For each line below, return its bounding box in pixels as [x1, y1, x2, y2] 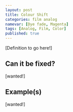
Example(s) [5, 88, 42, 96]
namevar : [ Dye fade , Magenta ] [5, 21, 69, 27]
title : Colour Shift [5, 12, 49, 17]
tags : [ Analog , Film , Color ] [5, 26, 66, 31]
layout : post [5, 7, 33, 13]
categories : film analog [5, 17, 57, 22]
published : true [5, 31, 39, 36]
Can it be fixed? [5, 59, 55, 68]
